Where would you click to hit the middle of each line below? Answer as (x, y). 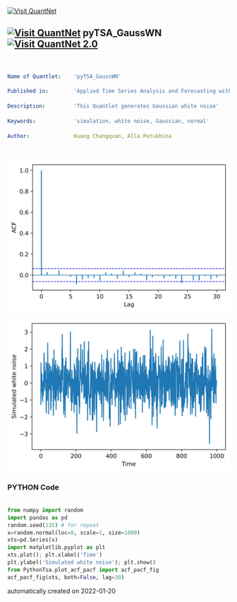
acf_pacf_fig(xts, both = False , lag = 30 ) (66, 577)
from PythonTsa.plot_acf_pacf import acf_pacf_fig (83, 569)
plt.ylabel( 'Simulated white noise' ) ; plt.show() (82, 562)
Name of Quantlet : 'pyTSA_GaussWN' (64, 76)
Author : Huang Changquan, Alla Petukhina (90, 136)
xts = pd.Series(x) (33, 540)
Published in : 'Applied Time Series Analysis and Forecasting (112, 91)
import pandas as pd (38, 517)
